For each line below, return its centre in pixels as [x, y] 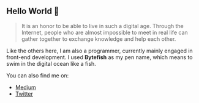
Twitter [24, 94]
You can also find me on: [38, 75]
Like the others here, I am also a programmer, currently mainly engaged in [99, 51]
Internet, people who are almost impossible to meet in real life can [104, 32]
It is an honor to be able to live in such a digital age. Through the [102, 26]
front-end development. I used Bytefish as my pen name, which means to [99, 57]
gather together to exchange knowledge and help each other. [99, 39]
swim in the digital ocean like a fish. [51, 63]
